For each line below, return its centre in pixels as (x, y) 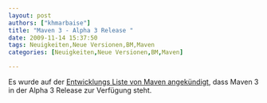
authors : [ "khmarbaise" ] (49, 23)
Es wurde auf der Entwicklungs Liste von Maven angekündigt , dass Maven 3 (133, 82)
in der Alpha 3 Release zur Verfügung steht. (80, 90)
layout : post (30, 15)
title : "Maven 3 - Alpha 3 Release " (71, 30)
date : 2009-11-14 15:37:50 (53, 38)
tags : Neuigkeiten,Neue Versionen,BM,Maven (82, 45)
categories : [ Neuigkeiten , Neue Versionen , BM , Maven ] (96, 52)
